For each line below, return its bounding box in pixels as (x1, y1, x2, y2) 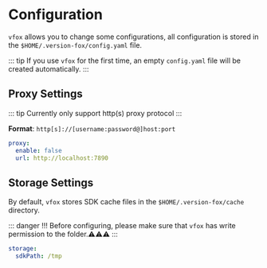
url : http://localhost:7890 (15, 153, 109, 162)
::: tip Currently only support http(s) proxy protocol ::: (8, 108, 183, 118)
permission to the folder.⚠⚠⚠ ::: (8, 229, 118, 239)
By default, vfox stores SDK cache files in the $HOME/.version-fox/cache (8, 197, 245, 207)
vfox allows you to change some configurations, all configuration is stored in (8, 32, 259, 41)
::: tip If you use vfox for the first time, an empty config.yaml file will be (8, 56, 241, 65)
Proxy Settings (8, 87, 84, 101)
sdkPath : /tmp (15, 252, 62, 260)
